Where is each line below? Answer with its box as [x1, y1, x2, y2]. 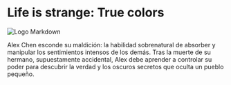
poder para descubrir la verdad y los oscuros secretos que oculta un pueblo [7, 62, 224, 71]
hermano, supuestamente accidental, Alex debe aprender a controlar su [7, 55, 212, 63]
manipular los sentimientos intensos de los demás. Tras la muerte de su [7, 48, 211, 56]
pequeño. [7, 70, 35, 78]
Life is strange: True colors [7, 5, 165, 21]
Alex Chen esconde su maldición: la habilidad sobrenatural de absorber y [7, 40, 216, 49]
